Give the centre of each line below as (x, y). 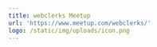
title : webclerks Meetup (49, 16)
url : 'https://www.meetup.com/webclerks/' (80, 23)
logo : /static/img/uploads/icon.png (69, 30)
